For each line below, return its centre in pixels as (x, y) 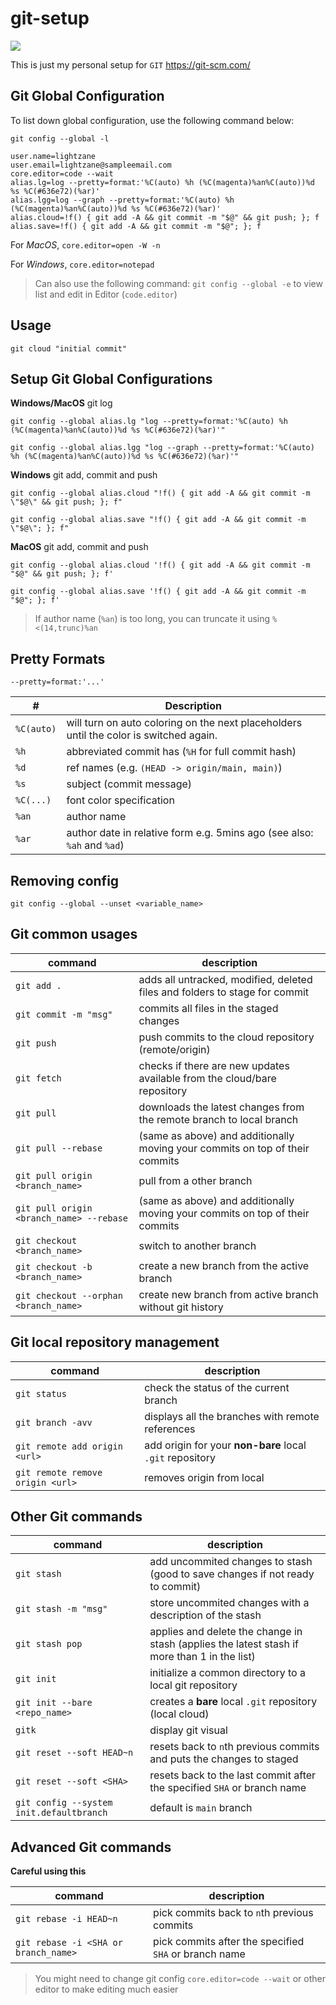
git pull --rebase (59, 1148)
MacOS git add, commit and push (79, 547)
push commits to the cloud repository (226, 1037)
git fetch (38, 1078)
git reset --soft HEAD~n (74, 1753)
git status (41, 1393)
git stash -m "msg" (61, 1609)
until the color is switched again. (142, 735)
